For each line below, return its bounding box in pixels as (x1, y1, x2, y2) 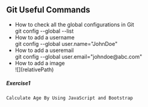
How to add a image (14, 59, 65, 66)
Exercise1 (6, 80, 31, 87)
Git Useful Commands (6, 5, 90, 15)
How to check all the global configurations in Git (14, 21, 134, 28)
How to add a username (14, 33, 75, 41)
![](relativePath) (14, 66, 54, 73)
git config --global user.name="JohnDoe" (14, 40, 118, 47)
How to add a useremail (14, 47, 74, 54)
